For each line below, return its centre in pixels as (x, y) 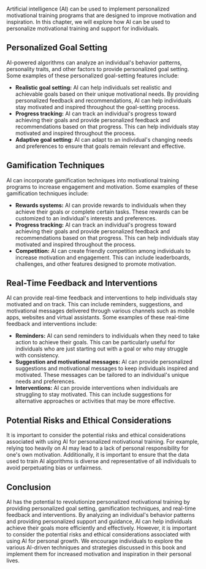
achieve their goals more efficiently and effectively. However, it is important (101, 528)
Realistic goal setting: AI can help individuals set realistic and (93, 87)
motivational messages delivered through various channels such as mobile (101, 311)
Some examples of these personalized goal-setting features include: (93, 75)
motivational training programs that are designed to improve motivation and (101, 15)
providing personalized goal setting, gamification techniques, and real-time (101, 508)
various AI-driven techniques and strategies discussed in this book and (96, 548)
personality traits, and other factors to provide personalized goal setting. (98, 69)
